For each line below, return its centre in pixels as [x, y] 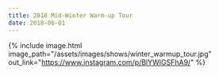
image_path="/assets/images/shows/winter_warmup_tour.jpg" [110, 54]
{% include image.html [45, 45]
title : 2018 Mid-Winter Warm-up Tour [71, 15]
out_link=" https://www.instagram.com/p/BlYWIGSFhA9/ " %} [107, 62]
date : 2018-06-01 [37, 23]
